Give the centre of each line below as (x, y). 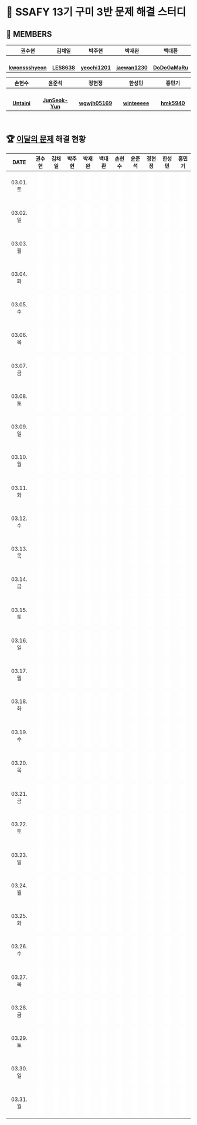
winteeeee (136, 103)
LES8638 (63, 67)
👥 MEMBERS (29, 34)
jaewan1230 (132, 67)
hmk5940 (173, 103)
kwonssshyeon (28, 67)
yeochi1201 (96, 67)
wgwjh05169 (96, 103)
